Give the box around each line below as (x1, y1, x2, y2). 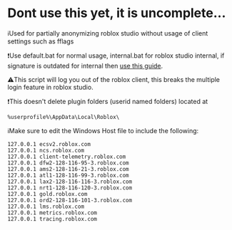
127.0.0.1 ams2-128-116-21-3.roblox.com (7, 165, 130, 172)
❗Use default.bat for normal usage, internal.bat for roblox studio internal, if (7, 51, 225, 60)
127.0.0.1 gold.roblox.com (7, 190, 88, 197)
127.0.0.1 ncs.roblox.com (7, 147, 84, 154)
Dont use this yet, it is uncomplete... (7, 5, 226, 21)
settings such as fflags (7, 37, 74, 46)
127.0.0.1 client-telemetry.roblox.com (7, 153, 126, 160)
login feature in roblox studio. (7, 83, 94, 91)
